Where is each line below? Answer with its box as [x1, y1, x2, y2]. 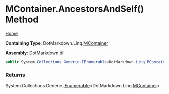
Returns [5, 71, 25, 78]
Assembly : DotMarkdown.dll [5, 50, 65, 56]
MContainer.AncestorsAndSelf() [5, 3, 144, 15]
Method [5, 14, 39, 25]
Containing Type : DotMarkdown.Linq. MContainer [5, 40, 108, 46]
